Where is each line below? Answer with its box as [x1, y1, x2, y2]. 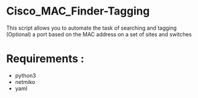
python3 [14, 71, 36, 79]
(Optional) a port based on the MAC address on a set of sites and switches [6, 30, 192, 38]
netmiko [14, 78, 36, 85]
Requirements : [6, 52, 85, 66]
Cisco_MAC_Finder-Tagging [6, 4, 150, 18]
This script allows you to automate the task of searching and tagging [6, 24, 177, 31]
